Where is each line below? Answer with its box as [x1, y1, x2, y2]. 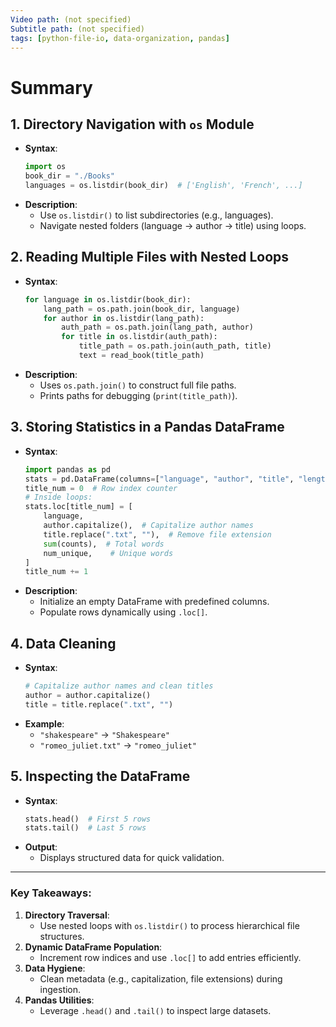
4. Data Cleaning [10, 635, 117, 652]
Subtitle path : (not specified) [10, 24, 145, 34]
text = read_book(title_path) [78, 351, 205, 361]
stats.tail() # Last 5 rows [24, 823, 147, 833]
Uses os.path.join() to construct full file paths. [39, 379, 237, 391]
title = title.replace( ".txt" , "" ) [24, 699, 174, 710]
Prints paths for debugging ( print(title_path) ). [39, 389, 238, 401]
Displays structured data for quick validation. [39, 852, 225, 864]
